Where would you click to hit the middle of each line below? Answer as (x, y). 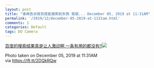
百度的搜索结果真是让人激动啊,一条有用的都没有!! (54, 46)
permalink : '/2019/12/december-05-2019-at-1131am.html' (62, 18)
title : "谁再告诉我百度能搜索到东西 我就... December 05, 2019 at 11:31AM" (78, 14)
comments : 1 (17, 23)
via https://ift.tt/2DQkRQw (31, 61)
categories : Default (26, 27)
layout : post (18, 9)
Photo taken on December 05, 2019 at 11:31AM (51, 55)
